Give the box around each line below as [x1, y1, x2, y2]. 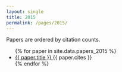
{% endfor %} [14, 60, 49, 67]
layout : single [6, 8, 44, 15]
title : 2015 [6, 14, 36, 20]
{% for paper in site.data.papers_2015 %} [14, 48, 117, 55]
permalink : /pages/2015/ [6, 20, 68, 26]
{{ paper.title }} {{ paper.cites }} [14, 54, 92, 61]
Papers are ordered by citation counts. [6, 36, 101, 43]
